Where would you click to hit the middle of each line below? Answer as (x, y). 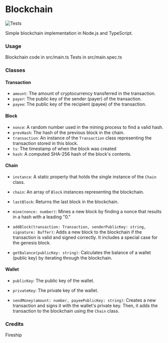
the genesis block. (32, 242)
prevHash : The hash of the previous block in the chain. (68, 132)
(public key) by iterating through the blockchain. (62, 258)
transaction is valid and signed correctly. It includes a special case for (85, 237)
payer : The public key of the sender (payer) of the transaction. (77, 99)
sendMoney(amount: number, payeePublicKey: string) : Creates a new (84, 300)
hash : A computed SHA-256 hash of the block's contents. (72, 154)
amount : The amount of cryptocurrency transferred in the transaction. (84, 93)
